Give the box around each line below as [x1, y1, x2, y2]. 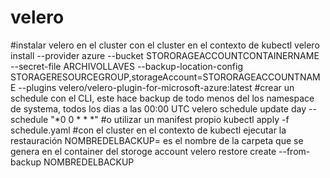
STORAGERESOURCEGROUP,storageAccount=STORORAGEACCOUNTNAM [10, 71, 321, 83]
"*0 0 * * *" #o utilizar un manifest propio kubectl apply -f [50, 113, 290, 125]
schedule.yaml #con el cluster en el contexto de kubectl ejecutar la [10, 124, 287, 136]
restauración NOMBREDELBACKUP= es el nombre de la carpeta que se [10, 134, 304, 146]
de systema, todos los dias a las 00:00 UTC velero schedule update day [10, 102, 307, 115]
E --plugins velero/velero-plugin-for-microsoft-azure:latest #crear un [10, 81, 295, 93]
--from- [278, 145, 311, 157]
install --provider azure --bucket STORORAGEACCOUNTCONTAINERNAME [10, 49, 320, 61]
